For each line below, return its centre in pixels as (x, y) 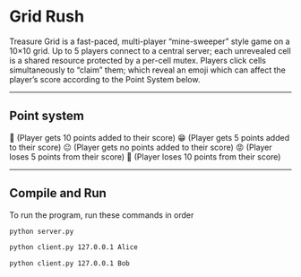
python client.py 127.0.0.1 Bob (69, 264)
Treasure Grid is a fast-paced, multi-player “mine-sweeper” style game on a (150, 41)
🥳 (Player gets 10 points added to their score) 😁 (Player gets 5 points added (150, 137)
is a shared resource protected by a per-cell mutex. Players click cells (138, 60)
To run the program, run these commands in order (102, 215)
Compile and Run (58, 193)
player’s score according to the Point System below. (105, 79)
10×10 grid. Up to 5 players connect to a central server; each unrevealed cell (150, 50)
